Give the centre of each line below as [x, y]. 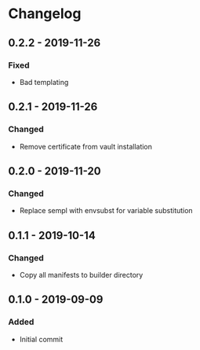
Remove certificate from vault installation [86, 146]
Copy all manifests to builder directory [81, 274]
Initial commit [41, 339]
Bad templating [44, 82]
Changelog [45, 14]
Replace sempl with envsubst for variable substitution [106, 211]
